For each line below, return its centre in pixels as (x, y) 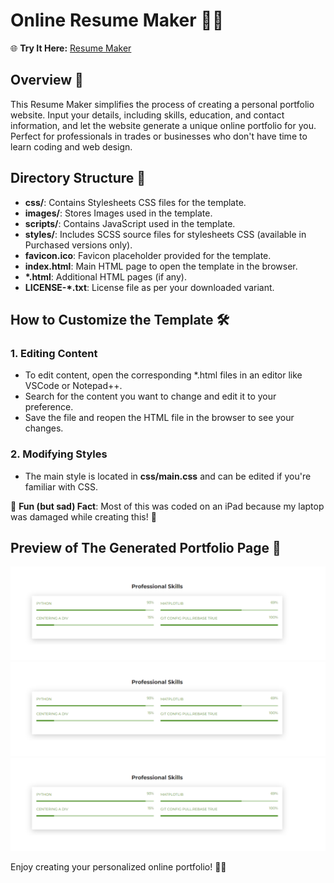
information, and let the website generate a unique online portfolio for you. (163, 125)
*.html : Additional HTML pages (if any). (105, 276)
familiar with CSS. (61, 486)
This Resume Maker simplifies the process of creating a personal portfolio (162, 104)
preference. (49, 407)
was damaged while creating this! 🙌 (83, 516)
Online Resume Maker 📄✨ (117, 20)
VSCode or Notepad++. (73, 386)
